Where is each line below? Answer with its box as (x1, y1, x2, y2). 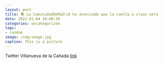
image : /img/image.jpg (5, 35, 51, 40)
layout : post (5, 7, 32, 12)
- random (5, 30, 23, 35)
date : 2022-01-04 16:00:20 (5, 16, 60, 21)
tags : (5, 26, 16, 31)
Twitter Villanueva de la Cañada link (5, 53, 77, 59)
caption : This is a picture (5, 39, 63, 44)
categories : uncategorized (5, 21, 60, 26)
